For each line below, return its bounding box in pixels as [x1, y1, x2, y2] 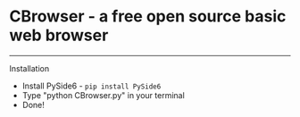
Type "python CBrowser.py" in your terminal [21, 89, 185, 100]
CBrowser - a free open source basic [9, 6, 287, 27]
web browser [9, 25, 109, 46]
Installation [9, 63, 50, 73]
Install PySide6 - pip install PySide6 [21, 80, 162, 91]
